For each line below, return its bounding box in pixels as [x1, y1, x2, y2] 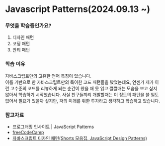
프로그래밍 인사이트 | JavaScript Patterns [12, 124, 94, 130]
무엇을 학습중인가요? [5, 22, 52, 29]
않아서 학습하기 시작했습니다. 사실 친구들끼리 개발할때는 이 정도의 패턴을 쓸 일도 [5, 91, 159, 98]
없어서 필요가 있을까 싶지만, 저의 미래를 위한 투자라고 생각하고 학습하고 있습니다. [5, 98, 161, 104]
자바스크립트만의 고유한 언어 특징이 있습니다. [5, 73, 92, 79]
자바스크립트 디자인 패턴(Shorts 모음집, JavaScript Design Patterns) [12, 136, 148, 142]
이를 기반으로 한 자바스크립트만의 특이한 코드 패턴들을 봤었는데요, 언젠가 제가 [5, 79, 154, 85]
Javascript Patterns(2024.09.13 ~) [5, 3, 151, 15]
